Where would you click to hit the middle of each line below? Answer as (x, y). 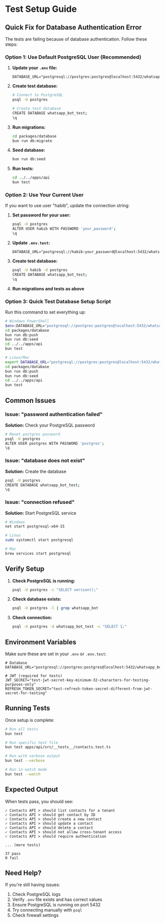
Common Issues (30, 400)
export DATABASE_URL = (27, 362)
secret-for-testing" (26, 693)
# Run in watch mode (26, 770)
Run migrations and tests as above (48, 288)
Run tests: (23, 169)
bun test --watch (23, 774)
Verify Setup (25, 569)
